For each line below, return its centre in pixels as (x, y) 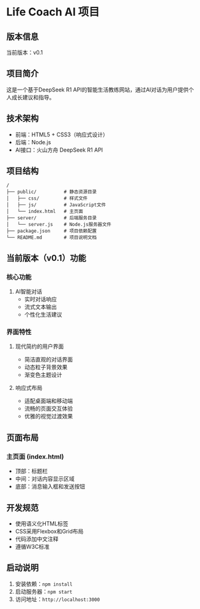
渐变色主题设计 (43, 375)
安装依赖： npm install (44, 584)
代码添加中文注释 (37, 539)
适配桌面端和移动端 (49, 401)
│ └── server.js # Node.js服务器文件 (59, 225)
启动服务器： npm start (44, 591)
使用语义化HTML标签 (42, 523)
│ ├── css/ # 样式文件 (47, 199)
